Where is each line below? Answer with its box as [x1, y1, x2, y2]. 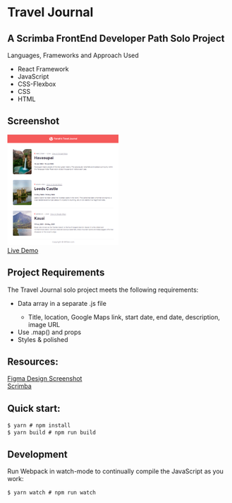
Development [7, 448, 68, 460]
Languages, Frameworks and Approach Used [7, 51, 139, 59]
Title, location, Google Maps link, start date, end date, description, [28, 312, 220, 321]
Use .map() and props [17, 328, 82, 336]
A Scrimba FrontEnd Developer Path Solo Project [7, 32, 225, 45]
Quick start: [7, 402, 61, 414]
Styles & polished [17, 335, 68, 343]
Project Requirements [7, 266, 105, 279]
